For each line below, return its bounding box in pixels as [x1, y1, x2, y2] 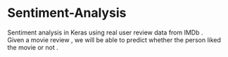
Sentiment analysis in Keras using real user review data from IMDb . [7, 28, 203, 37]
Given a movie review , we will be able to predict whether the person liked [7, 35, 222, 44]
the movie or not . [7, 43, 58, 51]
